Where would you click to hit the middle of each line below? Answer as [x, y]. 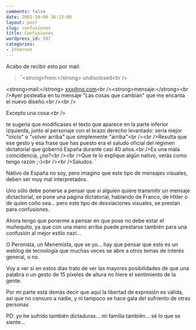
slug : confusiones [28, 28]
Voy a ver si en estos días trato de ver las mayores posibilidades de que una [97, 268]
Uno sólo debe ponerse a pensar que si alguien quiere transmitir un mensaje [98, 190]
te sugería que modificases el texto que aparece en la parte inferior [87, 124]
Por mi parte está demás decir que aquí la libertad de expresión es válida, [95, 292]
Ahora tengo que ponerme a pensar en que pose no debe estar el [85, 220]
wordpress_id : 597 [28, 39]
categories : [20, 45]
